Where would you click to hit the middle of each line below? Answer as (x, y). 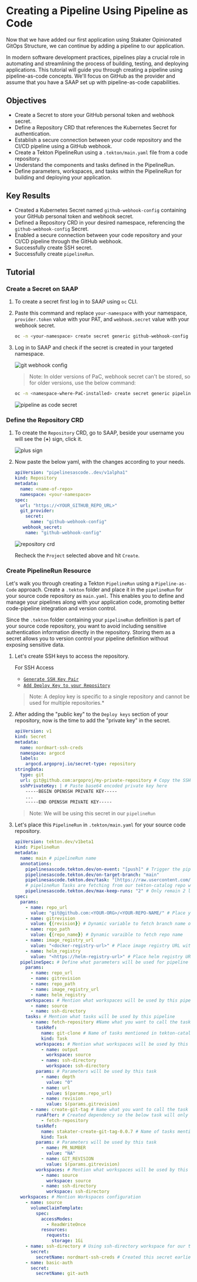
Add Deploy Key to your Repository (67, 686)
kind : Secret (30, 737)
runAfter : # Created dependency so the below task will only (112, 1115)
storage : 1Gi (67, 1241)
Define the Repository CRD (45, 420)
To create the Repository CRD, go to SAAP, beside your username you (99, 433)
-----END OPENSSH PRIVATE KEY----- (69, 802)
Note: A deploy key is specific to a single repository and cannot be (109, 697)
